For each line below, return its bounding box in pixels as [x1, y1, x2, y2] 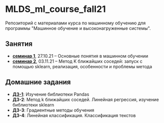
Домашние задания [5, 78, 71, 87]
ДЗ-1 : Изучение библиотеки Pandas [12, 91, 89, 97]
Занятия [5, 40, 32, 48]
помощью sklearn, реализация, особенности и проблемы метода [12, 63, 152, 69]
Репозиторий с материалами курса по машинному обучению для [5, 20, 146, 26]
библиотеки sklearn [12, 102, 54, 108]
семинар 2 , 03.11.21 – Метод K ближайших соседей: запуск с [12, 58, 142, 64]
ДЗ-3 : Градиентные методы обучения [12, 107, 94, 113]
